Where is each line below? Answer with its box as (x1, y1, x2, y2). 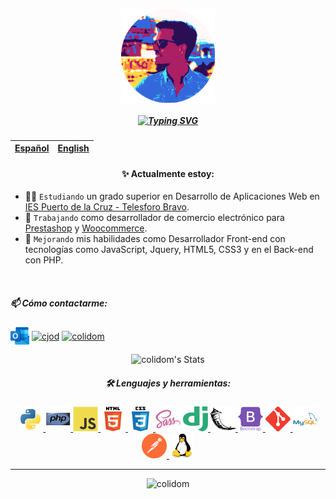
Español (14, 142, 50, 154)
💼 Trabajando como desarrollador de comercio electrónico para (24, 212, 285, 224)
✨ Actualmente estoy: (121, 167, 215, 179)
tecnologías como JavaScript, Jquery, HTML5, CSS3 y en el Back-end (24, 244, 314, 256)
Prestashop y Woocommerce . (24, 222, 148, 234)
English (57, 142, 90, 154)
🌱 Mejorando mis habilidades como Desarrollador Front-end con (24, 233, 286, 245)
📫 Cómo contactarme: (10, 297, 108, 309)
